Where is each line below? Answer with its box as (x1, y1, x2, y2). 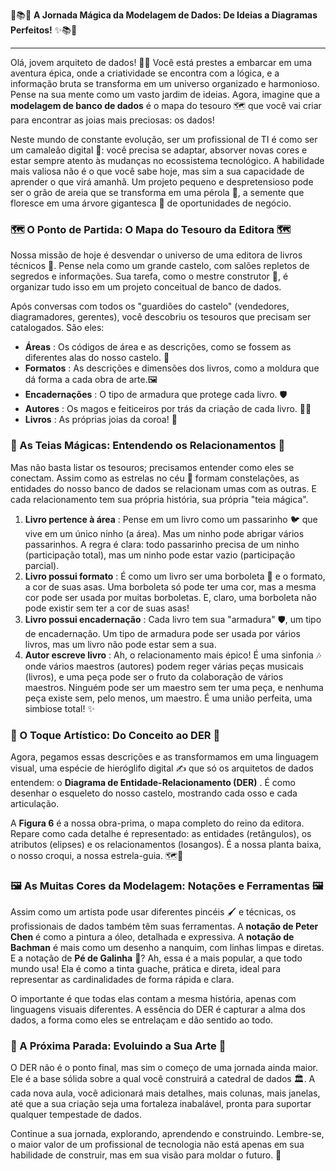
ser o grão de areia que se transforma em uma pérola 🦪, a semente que (10, 187, 305, 198)
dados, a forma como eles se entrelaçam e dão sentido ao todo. (10, 1014, 274, 1026)
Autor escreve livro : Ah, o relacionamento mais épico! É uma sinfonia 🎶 (24, 649, 322, 661)
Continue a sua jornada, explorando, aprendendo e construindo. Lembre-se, (10, 1128, 325, 1140)
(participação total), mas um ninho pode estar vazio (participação (24, 549, 296, 561)
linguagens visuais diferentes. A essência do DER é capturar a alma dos (10, 1004, 306, 1016)
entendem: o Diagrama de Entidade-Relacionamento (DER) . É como (10, 776, 296, 788)
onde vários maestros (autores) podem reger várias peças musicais (24, 660, 304, 672)
